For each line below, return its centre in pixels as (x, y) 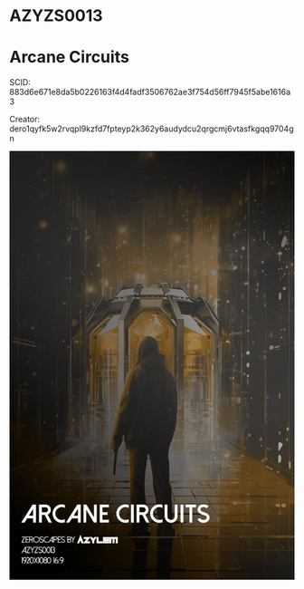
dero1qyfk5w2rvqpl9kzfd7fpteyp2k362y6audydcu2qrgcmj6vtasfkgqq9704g (152, 129)
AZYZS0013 (56, 16)
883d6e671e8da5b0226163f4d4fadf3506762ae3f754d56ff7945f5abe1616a (150, 92)
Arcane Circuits (69, 58)
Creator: (25, 120)
